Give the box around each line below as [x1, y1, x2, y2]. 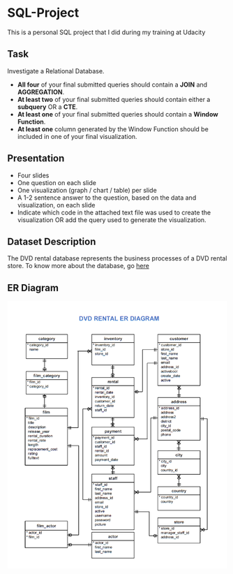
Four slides [17, 171, 50, 179]
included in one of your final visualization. [17, 132, 137, 140]
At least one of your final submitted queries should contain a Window [17, 110, 218, 118]
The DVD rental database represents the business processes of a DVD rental [7, 254, 227, 263]
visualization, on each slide [17, 200, 96, 209]
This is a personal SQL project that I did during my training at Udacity [7, 28, 206, 36]
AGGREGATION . [17, 87, 65, 96]
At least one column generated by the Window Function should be [17, 124, 209, 133]
